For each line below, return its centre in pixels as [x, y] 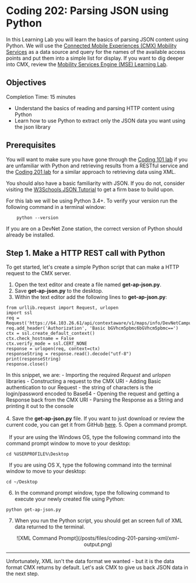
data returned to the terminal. [50, 527]
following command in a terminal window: [56, 207]
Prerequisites [31, 145]
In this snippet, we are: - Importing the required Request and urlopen [88, 375]
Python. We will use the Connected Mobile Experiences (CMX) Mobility [91, 46]
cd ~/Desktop [22, 482]
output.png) [98, 544]
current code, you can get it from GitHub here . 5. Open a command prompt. [97, 425]
